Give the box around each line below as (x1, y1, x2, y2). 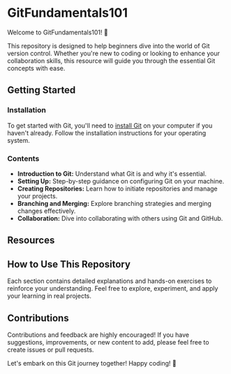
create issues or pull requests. (7, 345, 94, 354)
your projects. (17, 191, 58, 200)
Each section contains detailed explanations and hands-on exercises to (7, 277, 212, 285)
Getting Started (7, 84, 76, 96)
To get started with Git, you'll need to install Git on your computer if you (7, 121, 213, 130)
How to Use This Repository (7, 258, 131, 270)
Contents (7, 153, 40, 163)
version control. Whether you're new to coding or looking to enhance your (7, 49, 220, 57)
